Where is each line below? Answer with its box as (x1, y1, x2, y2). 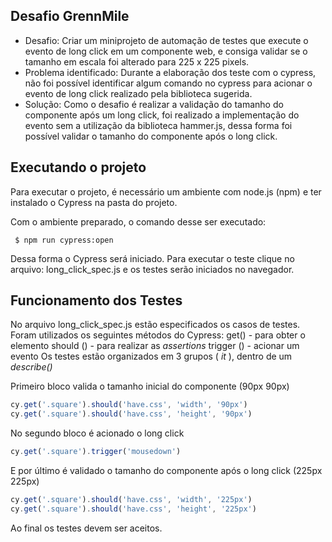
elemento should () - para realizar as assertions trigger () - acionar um (10, 340, 300, 352)
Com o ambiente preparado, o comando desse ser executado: (10, 215, 267, 228)
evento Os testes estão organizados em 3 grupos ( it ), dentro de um (10, 350, 293, 363)
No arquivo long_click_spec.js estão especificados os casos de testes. (10, 319, 301, 331)
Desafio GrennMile (10, 8, 130, 25)
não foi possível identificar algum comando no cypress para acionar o (24, 77, 313, 89)
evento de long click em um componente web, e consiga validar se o (24, 45, 308, 57)
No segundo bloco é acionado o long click (10, 427, 185, 439)
